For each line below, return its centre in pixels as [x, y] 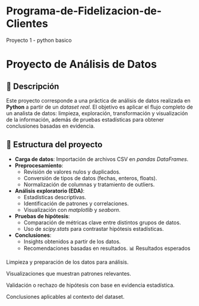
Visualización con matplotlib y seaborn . [72, 209]
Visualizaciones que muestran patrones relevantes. [69, 273]
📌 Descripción [33, 86]
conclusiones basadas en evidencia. [50, 126]
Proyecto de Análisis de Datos [82, 64]
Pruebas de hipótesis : [42, 216]
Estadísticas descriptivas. [55, 197]
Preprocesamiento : [39, 165]
